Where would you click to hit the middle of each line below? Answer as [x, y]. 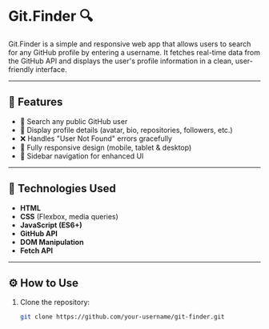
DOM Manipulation [52, 242]
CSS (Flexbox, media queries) [69, 216]
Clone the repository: [55, 303]
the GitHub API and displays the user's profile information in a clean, [121, 61]
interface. [52, 69]
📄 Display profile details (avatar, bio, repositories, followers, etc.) [126, 130]
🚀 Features [36, 102]
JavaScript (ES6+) [51, 225]
